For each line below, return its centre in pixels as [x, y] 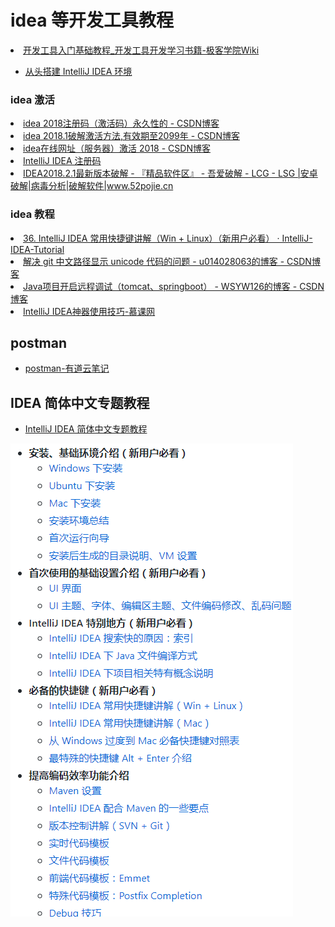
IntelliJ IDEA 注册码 [62, 161]
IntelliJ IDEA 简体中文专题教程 [86, 429]
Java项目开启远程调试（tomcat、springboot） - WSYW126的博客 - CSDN [174, 286]
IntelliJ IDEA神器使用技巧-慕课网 [89, 311]
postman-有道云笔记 [67, 368]
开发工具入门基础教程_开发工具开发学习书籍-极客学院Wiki [141, 50]
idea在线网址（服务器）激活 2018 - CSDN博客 [117, 148]
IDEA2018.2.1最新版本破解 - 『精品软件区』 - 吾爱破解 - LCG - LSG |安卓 [170, 173]
